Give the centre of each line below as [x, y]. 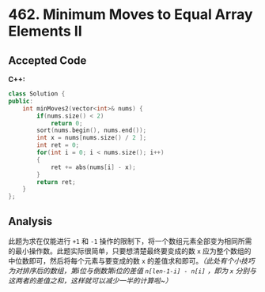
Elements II [45, 31]
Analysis [30, 221]
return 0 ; [66, 123]
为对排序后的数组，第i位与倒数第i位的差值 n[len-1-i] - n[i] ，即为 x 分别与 [132, 271]
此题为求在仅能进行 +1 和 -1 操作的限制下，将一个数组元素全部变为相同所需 [130, 241]
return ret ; [57, 182]
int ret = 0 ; [58, 145]
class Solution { [37, 94]
